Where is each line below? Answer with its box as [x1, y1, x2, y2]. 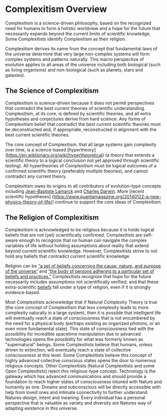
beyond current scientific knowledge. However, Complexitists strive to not [5, 248, 157, 254]
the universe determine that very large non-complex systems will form [5, 51, 150, 57]
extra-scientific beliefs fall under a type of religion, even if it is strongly [5, 284, 151, 290]
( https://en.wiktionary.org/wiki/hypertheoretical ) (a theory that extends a [5, 152, 155, 158]
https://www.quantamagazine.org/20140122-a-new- [53, 193, 161, 199]
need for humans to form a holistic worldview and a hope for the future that [5, 25, 160, 31]
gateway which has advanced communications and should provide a [5, 373, 146, 379]
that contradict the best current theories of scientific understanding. [5, 105, 145, 111]
